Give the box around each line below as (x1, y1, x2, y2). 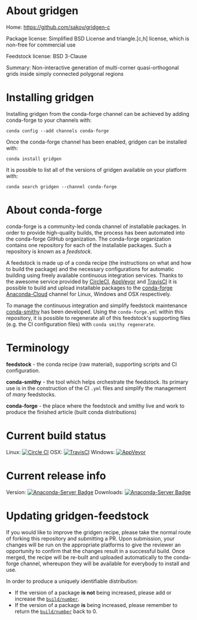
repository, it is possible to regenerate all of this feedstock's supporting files (6, 314, 191, 321)
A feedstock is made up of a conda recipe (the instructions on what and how (6, 259, 192, 266)
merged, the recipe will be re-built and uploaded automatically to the (6, 554, 172, 561)
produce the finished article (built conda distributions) (6, 408, 137, 415)
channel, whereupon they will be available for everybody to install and (20, 560, 190, 567)
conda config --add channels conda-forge (6, 128, 109, 134)
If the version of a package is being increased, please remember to (14, 601, 178, 608)
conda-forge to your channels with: (6, 116, 92, 124)
